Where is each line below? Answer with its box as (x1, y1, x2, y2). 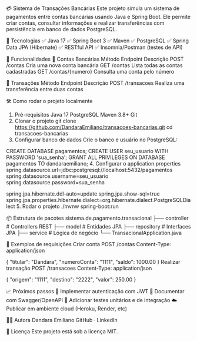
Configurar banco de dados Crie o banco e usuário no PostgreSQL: (14, 136, 178, 143)
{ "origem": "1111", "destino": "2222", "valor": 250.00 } (6, 276, 136, 283)
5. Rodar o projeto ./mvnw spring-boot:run (16, 203, 119, 210)
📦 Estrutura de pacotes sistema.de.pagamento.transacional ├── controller (6, 214, 189, 221)
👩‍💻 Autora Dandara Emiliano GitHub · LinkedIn (6, 317, 118, 323)
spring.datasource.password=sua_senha (6, 179, 105, 186)
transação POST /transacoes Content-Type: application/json (6, 264, 152, 272)
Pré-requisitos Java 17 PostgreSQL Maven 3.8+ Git (14, 111, 138, 118)
